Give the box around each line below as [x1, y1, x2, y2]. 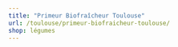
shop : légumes [8, 26, 56, 34]
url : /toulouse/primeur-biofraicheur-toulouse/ [8, 19, 171, 27]
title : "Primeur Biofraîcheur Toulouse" [8, 11, 146, 20]
